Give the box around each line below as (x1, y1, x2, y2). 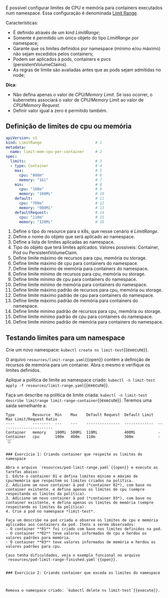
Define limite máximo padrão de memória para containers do (12, 297, 138, 304)
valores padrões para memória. (5, 535, 71, 540)
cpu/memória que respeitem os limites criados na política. (5, 478, 134, 484)
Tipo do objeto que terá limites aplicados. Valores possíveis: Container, (12, 244, 159, 250)
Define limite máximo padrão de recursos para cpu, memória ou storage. (12, 287, 163, 293)
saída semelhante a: (5, 403, 47, 409)
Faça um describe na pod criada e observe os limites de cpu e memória (5, 518, 158, 523)
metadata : (5, 144, 26, 150)
